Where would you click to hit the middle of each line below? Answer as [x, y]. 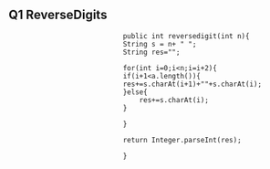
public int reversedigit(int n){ [186, 36]
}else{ [135, 92]
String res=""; [151, 52]
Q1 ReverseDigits [58, 15]
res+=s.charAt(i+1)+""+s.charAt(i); [192, 84]
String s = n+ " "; [160, 44]
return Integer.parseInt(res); [182, 140]
